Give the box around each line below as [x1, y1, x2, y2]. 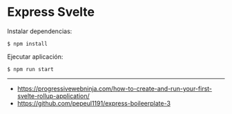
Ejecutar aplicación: [7, 53, 64, 61]
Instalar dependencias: [7, 27, 72, 35]
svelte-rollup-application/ [17, 91, 90, 100]
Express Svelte [7, 4, 95, 20]
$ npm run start [7, 66, 54, 73]
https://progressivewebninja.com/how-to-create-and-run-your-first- [17, 84, 213, 93]
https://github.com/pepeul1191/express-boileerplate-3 [17, 99, 171, 107]
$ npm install [7, 40, 48, 47]
